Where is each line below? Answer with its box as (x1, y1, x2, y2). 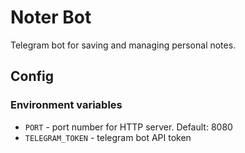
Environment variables (10, 98, 123, 112)
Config (10, 68, 54, 85)
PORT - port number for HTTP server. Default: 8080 (24, 121, 233, 133)
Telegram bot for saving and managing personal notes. (10, 39, 237, 51)
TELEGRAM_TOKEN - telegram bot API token (24, 131, 192, 143)
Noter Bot (10, 6, 92, 29)
